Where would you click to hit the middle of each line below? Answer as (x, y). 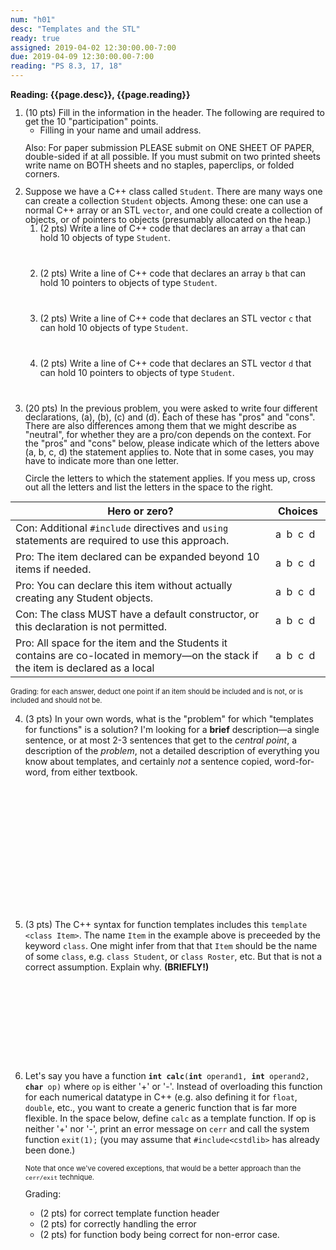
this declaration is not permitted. (91, 626)
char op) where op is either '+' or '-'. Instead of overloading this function (173, 1086)
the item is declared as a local (85, 668)
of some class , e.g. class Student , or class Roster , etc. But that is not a (173, 956)
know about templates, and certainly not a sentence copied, (148, 761)
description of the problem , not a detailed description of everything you (172, 750)
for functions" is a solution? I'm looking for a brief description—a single (172, 729)
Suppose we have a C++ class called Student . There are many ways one (173, 191)
